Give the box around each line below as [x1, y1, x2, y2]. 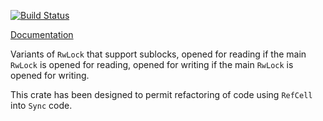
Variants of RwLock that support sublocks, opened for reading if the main [10, 48, 307, 60]
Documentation [10, 29, 74, 40]
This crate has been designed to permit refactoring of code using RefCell [10, 89, 313, 100]
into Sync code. [10, 100, 73, 111]
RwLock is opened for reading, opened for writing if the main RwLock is [10, 59, 294, 70]
